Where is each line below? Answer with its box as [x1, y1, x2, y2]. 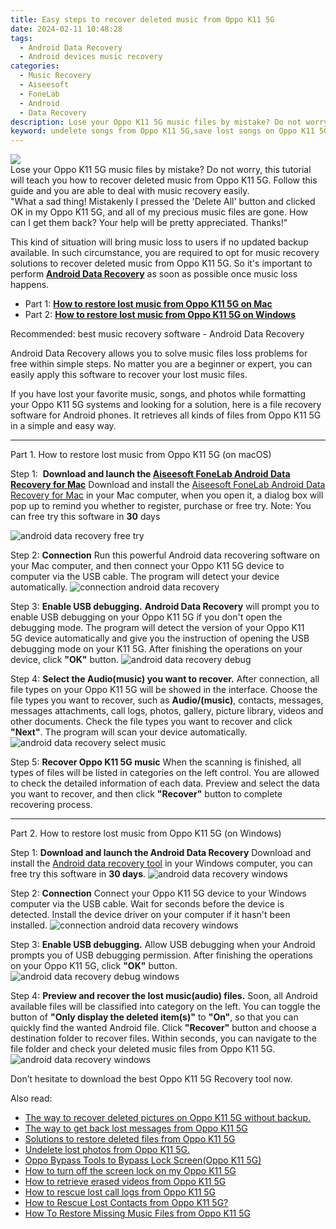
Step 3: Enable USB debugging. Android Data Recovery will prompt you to [10, 601, 320, 613]
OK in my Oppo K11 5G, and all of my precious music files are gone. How [10, 206, 309, 218]
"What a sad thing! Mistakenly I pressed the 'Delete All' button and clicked [10, 196, 316, 208]
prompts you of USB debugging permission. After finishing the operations [10, 949, 313, 961]
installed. [10, 919, 48, 931]
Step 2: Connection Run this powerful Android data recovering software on [10, 549, 320, 561]
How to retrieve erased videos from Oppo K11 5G [24, 1176, 227, 1188]
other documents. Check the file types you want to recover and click [10, 716, 293, 728]
